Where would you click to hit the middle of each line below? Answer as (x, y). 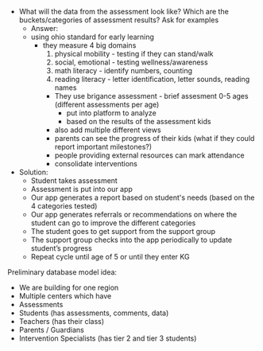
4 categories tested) (64, 206)
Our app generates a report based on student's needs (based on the (143, 197)
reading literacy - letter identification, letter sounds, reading (152, 79)
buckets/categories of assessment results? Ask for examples (119, 20)
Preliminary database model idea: (62, 272)
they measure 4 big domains (89, 45)
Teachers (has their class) (62, 321)
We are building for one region (69, 287)
